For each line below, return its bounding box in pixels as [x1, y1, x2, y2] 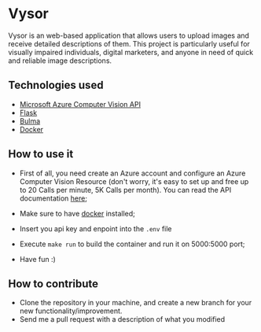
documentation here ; [19, 194, 88, 203]
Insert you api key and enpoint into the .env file [19, 223, 172, 233]
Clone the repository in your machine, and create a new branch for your [19, 298, 252, 308]
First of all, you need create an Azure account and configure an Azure [19, 168, 246, 178]
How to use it [8, 147, 74, 161]
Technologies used [8, 79, 104, 92]
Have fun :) [19, 254, 57, 264]
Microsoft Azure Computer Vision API [19, 99, 142, 109]
